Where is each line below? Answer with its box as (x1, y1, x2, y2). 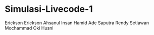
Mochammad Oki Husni (5, 25, 54, 31)
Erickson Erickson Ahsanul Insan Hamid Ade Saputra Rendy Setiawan (5, 20, 149, 26)
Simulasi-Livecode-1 (5, 3, 93, 15)
